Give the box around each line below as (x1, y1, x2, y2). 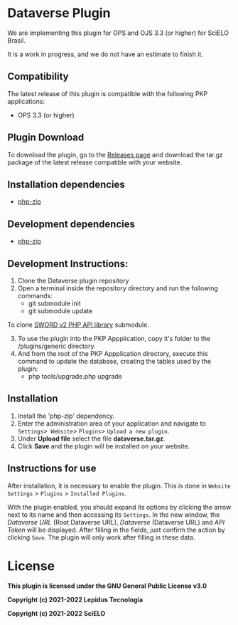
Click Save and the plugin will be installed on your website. (17, 441, 190, 450)
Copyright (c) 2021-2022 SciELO (7, 609, 105, 617)
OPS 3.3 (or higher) (17, 110, 75, 119)
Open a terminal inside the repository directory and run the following (17, 284, 219, 293)
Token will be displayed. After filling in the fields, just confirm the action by (7, 525, 225, 534)
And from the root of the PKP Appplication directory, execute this (17, 350, 208, 357)
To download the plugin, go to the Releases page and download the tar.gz (7, 150, 224, 159)
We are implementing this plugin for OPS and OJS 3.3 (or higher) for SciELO (7, 28, 229, 37)
